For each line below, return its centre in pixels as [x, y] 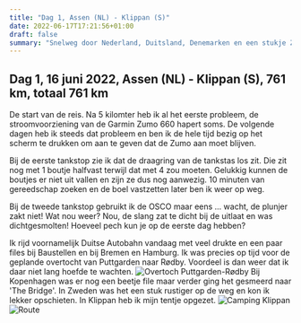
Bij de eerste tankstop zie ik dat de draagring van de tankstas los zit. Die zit [148, 161]
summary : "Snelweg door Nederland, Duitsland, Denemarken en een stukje [148, 43]
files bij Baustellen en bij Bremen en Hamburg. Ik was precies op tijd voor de [150, 253]
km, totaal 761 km [59, 93]
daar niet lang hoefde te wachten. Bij [135, 272]
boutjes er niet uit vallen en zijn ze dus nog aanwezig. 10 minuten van [137, 179]
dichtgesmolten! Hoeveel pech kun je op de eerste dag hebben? [128, 226]
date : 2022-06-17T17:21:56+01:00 [72, 26]
